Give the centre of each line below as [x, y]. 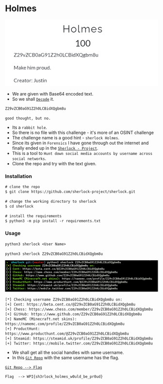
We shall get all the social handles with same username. [68, 353]
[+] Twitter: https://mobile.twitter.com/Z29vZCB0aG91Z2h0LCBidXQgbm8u [79, 344]
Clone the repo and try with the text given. [54, 164]
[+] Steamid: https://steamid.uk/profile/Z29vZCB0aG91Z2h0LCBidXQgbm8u [79, 339]
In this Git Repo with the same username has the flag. [66, 358]
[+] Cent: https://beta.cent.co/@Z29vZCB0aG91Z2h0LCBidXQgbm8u [70, 305]
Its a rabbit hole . [30, 128]
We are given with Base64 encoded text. [53, 94]
